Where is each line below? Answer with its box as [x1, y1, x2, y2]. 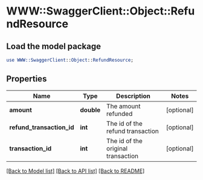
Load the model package [6, 41, 101, 51]
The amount [106, 101, 141, 110]
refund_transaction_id [9, 123, 74, 131]
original [106, 144, 128, 152]
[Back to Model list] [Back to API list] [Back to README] [6, 167, 145, 175]
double [80, 106, 101, 114]
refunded [106, 109, 133, 118]
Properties [6, 74, 47, 84]
